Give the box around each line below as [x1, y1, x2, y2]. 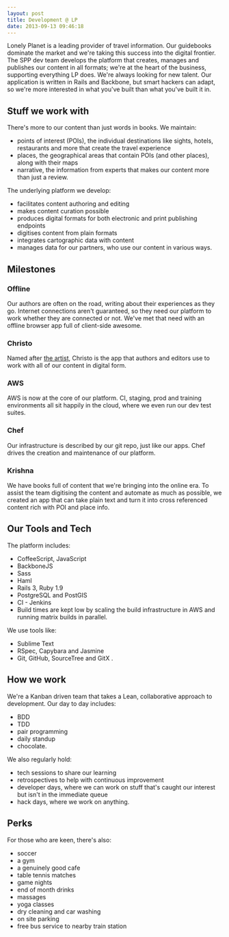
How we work [7, 674, 66, 686]
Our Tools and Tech [7, 523, 92, 535]
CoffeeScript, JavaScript [16, 554, 87, 562]
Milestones [7, 263, 56, 275]
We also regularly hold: [7, 755, 72, 763]
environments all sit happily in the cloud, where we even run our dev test [7, 401, 212, 410]
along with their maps [16, 158, 79, 167]
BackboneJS [16, 562, 53, 570]
